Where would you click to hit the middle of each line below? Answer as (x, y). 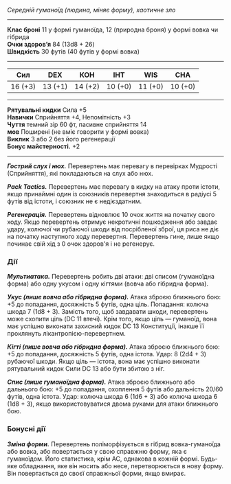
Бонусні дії (26, 429)
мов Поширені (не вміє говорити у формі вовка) (78, 132)
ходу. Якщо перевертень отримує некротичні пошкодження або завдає (112, 222)
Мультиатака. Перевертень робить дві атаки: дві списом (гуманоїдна (111, 277)
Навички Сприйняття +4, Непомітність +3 (69, 117)
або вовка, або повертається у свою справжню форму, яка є (97, 451)
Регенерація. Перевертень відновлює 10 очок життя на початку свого (111, 215)
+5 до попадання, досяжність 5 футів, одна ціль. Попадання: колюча (108, 304)
